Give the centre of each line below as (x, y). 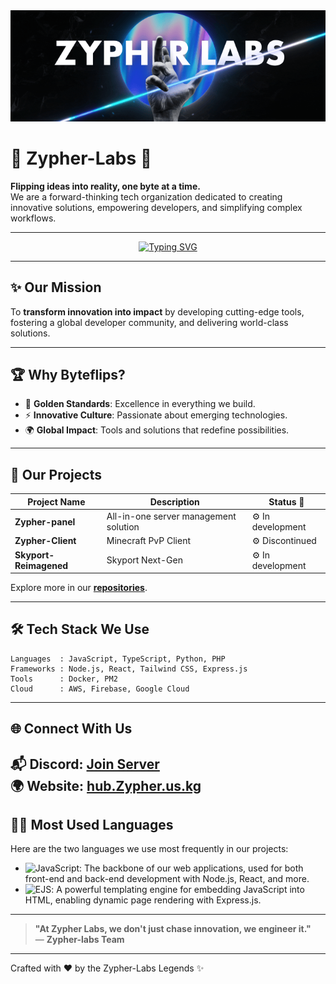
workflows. (33, 218)
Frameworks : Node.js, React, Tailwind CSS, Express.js (129, 669)
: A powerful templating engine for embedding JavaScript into (178, 890)
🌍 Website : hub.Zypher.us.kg (106, 785)
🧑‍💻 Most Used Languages (92, 824)
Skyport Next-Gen (144, 560)
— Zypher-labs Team (79, 940)
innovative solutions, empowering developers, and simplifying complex (156, 207)
